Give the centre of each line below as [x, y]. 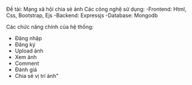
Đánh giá [26, 70]
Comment [27, 63]
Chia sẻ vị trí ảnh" [37, 76]
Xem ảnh [26, 57]
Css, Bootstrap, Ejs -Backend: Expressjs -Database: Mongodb [82, 15]
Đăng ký [25, 45]
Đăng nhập [28, 38]
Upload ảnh [29, 51]
